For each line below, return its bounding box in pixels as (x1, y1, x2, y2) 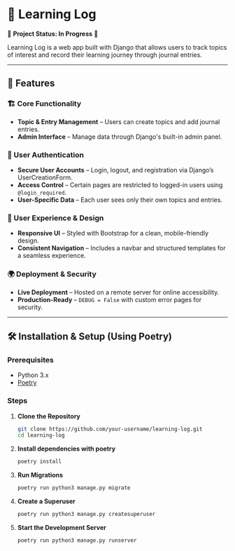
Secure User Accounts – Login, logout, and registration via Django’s (17, 165, 215, 174)
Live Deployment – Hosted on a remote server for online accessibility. (17, 287, 220, 297)
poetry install (17, 458, 62, 465)
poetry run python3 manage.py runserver (17, 536, 137, 544)
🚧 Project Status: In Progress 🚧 (7, 29, 99, 38)
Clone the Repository (17, 411, 80, 420)
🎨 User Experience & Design (7, 213, 104, 223)
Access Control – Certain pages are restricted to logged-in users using (17, 180, 223, 189)
